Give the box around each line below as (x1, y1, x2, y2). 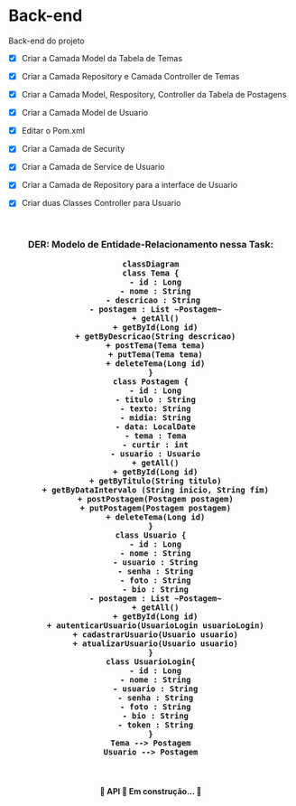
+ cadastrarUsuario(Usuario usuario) (72, 629, 238, 640)
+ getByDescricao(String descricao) (75, 331, 236, 342)
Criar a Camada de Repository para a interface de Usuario (21, 180, 238, 191)
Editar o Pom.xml (21, 126, 86, 136)
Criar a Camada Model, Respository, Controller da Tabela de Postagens (21, 89, 287, 100)
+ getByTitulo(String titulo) (88, 475, 222, 486)
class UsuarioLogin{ (106, 656, 196, 667)
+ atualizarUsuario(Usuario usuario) (72, 638, 238, 649)
